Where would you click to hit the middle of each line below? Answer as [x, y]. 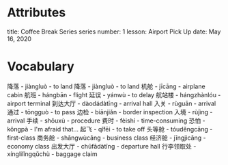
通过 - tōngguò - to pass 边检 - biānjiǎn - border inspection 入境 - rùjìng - [110, 112]
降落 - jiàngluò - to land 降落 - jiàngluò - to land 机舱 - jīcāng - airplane [106, 86]
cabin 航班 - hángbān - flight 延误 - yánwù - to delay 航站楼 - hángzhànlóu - [114, 94]
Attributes [37, 13]
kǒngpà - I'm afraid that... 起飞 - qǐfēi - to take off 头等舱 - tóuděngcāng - [110, 129]
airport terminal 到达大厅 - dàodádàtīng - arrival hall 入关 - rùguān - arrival [112, 103]
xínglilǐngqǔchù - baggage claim [52, 154]
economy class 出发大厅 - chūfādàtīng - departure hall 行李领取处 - [102, 146]
